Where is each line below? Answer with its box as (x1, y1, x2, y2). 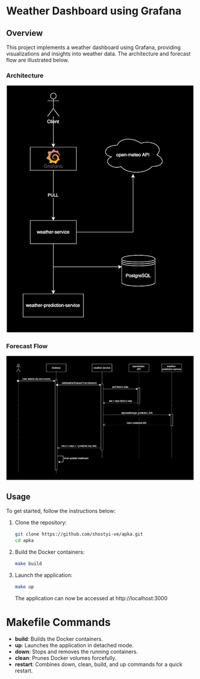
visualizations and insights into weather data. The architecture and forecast (6, 50, 191, 57)
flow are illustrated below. (6, 57, 70, 63)
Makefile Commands (6, 616, 111, 629)
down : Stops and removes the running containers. (14, 648, 138, 655)
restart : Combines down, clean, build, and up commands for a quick (14, 660, 183, 668)
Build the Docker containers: (14, 548, 85, 556)
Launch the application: (14, 572, 73, 579)
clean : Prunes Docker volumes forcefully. (14, 654, 117, 661)
